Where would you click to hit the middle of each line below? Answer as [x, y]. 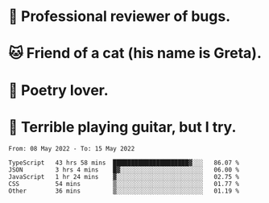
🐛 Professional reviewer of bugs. [120, 17]
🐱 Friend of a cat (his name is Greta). [135, 54]
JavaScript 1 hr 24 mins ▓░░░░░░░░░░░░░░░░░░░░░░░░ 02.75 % [124, 176]
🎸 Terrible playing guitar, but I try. [122, 127]
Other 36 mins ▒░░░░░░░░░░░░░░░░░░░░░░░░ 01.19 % [124, 191]
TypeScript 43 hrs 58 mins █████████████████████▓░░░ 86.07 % [124, 163]
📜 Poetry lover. [58, 90]
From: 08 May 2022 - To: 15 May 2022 [72, 148]
